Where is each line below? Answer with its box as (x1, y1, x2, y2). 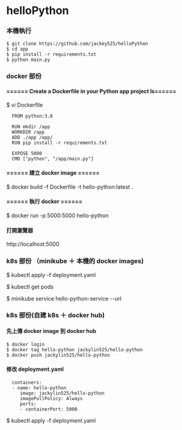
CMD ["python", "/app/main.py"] (12, 156, 94, 162)
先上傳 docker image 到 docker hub (6, 328, 96, 335)
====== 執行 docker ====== (6, 198, 83, 205)
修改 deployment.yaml (6, 365, 64, 373)
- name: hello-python (12, 385, 67, 391)
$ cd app (6, 46, 29, 52)
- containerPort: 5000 (19, 406, 78, 412)
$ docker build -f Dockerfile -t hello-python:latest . (6, 183, 133, 190)
